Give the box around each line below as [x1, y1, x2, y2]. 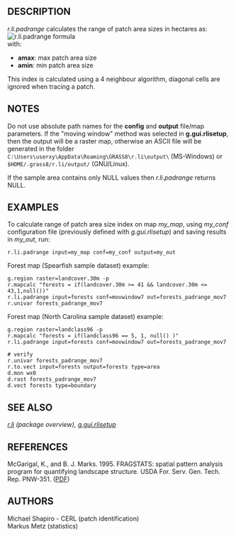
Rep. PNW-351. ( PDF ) [7, 475, 70, 484]
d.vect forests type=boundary [7, 382, 97, 389]
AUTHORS [7, 495, 55, 507]
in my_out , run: [7, 235, 50, 244]
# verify [7, 351, 33, 358]
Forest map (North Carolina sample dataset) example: [7, 313, 164, 321]
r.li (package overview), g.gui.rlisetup [7, 421, 116, 429]
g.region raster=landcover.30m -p [7, 275, 110, 283]
